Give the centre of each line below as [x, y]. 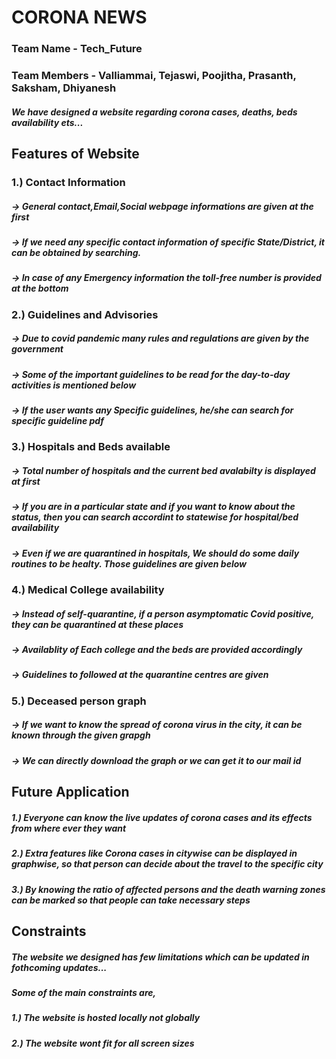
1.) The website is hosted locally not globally [106, 1018]
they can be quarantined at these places [97, 624]
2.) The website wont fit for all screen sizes [103, 1043]
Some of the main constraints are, [84, 992]
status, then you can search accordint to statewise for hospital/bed [155, 517]
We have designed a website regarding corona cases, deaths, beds [154, 112]
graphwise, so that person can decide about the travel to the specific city [167, 864]
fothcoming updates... [59, 967]
